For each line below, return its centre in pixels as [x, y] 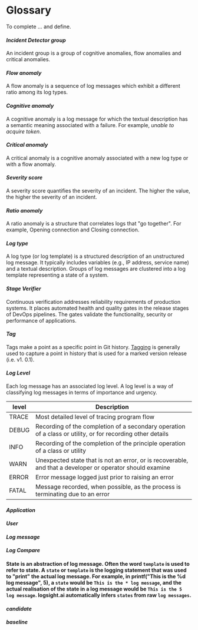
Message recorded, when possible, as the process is [108, 486]
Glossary [29, 10]
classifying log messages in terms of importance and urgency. [82, 392]
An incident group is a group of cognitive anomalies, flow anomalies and [94, 53]
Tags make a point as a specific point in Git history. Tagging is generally [93, 347]
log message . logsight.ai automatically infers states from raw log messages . [99, 595]
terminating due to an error [72, 494]
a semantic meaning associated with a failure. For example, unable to [90, 125]
